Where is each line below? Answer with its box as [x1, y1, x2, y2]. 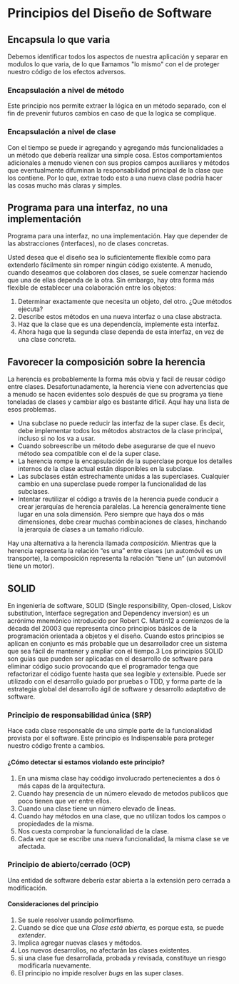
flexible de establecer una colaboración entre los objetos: [7, 283, 176, 292]
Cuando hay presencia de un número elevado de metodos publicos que [17, 788, 228, 797]
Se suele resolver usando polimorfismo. [17, 915, 135, 925]
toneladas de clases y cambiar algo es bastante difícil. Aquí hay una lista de [7, 397, 230, 406]
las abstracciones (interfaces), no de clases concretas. [7, 239, 169, 248]
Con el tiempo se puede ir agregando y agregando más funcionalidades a [7, 143, 223, 151]
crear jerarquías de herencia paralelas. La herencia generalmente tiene [17, 502, 226, 511]
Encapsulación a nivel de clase [7, 127, 116, 137]
